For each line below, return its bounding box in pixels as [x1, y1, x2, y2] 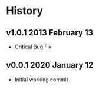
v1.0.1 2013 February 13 [6, 28, 94, 38]
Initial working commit [14, 75, 69, 83]
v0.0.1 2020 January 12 [6, 60, 94, 70]
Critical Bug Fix [14, 43, 52, 50]
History [6, 4, 44, 18]
